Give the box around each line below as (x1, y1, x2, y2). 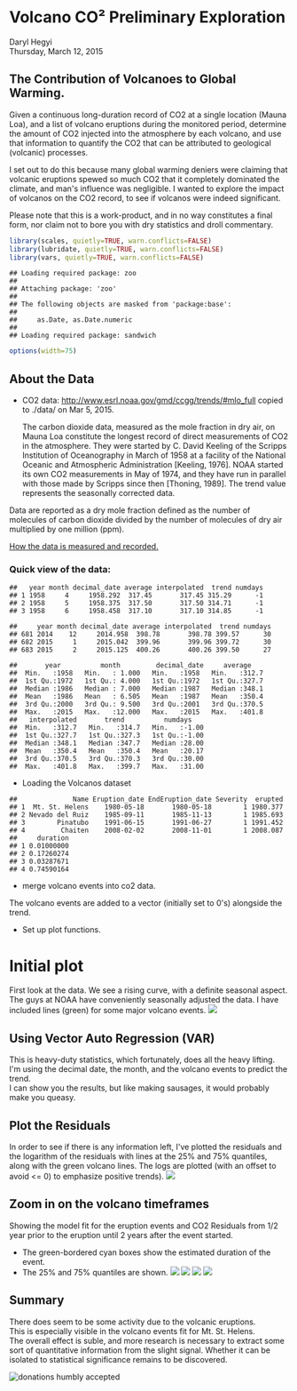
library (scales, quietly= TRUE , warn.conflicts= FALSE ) (9, 236, 213, 245)
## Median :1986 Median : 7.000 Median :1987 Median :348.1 (9, 684, 264, 693)
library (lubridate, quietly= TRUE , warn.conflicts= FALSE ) (9, 244, 224, 253)
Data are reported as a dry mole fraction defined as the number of (9, 505, 251, 516)
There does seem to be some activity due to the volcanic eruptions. (9, 1316, 256, 1327)
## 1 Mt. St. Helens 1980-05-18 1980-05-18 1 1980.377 (9, 803, 284, 811)
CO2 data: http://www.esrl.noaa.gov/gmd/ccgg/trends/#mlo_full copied (21, 395, 284, 406)
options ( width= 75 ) (9, 347, 77, 356)
